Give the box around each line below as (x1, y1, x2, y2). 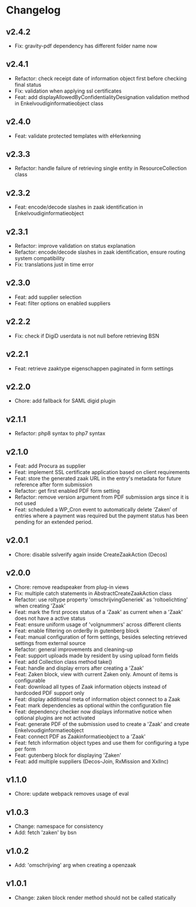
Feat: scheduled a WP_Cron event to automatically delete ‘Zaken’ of (14, 506, 177, 513)
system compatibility (14, 255, 65, 262)
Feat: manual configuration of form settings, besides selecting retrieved (14, 633, 187, 640)
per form (14, 745, 36, 752)
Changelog (6, 4, 61, 17)
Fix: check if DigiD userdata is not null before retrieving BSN (14, 332, 160, 339)
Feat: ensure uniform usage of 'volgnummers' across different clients (14, 620, 181, 628)
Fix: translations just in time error (14, 261, 94, 268)
